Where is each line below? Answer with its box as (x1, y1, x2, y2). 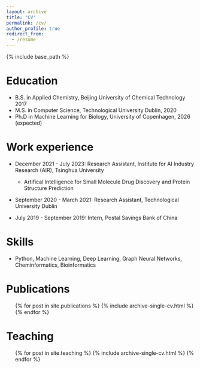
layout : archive (6, 8, 47, 15)
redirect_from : (6, 31, 44, 37)
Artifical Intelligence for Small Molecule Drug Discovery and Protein (23, 178, 190, 185)
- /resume (11, 37, 36, 43)
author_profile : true (6, 25, 60, 32)
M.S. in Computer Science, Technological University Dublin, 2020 (14, 106, 177, 114)
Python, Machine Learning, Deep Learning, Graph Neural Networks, (14, 255, 183, 262)
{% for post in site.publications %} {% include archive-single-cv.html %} (14, 302, 194, 309)
